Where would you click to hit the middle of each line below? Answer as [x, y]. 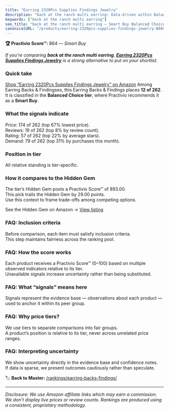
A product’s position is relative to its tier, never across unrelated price [77, 333]
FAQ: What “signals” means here [46, 287]
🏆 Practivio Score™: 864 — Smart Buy [46, 43]
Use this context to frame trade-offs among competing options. [71, 200]
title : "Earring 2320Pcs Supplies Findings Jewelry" [62, 10]
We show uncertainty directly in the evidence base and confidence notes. [81, 362]
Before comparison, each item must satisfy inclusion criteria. [68, 234]
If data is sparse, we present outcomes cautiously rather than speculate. [80, 368]
